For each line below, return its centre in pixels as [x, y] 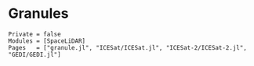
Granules [38, 14]
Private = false [34, 34]
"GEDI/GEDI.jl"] [34, 54]
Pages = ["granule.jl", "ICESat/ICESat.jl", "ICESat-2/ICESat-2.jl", [127, 47]
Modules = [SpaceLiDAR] [47, 41]
